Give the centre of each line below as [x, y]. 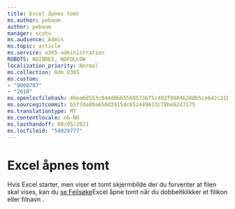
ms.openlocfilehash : [37, 99]
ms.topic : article [34, 46]
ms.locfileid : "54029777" [45, 131]
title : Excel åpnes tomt [43, 14]
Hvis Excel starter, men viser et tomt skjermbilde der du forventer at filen [112, 185]
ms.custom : [23, 79]
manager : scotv [29, 33]
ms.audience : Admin [36, 40]
